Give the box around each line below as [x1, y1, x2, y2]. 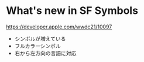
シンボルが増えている [14, 35, 66, 42]
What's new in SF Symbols [6, 4, 139, 17]
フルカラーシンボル [14, 42, 61, 49]
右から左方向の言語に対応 [14, 49, 77, 56]
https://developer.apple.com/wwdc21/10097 [6, 23, 112, 30]
